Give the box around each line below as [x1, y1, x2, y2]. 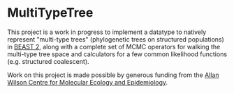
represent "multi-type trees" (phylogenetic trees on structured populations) [7, 35, 225, 43]
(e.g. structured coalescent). [7, 57, 89, 65]
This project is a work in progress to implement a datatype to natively [7, 28, 207, 36]
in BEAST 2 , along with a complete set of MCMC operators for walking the [7, 42, 221, 51]
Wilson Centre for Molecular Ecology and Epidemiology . [7, 78, 168, 86]
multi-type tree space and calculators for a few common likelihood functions [7, 50, 228, 58]
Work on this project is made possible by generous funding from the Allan [7, 71, 219, 79]
